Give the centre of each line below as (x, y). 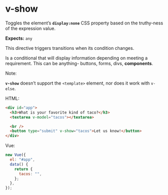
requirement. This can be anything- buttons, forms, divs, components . (79, 63)
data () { (19, 164)
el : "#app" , (23, 160)
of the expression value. (30, 28)
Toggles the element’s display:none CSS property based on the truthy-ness (84, 23)
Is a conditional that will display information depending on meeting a (77, 58)
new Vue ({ (16, 155)
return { (24, 169)
